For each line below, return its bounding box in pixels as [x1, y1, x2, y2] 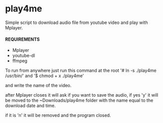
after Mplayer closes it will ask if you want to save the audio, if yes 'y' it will [5, 92, 159, 98]
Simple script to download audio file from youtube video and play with [5, 19, 148, 25]
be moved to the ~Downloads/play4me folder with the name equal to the [5, 98, 154, 104]
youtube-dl [12, 53, 36, 59]
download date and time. [5, 103, 56, 109]
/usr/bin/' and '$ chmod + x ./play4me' [5, 73, 84, 79]
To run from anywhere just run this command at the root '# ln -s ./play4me [5, 68, 157, 74]
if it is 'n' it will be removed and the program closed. [5, 113, 111, 119]
